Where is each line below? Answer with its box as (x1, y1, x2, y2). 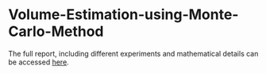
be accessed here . (8, 57, 69, 67)
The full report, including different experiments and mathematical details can (8, 49, 259, 58)
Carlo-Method (8, 22, 105, 41)
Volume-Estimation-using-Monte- (8, 6, 239, 24)
